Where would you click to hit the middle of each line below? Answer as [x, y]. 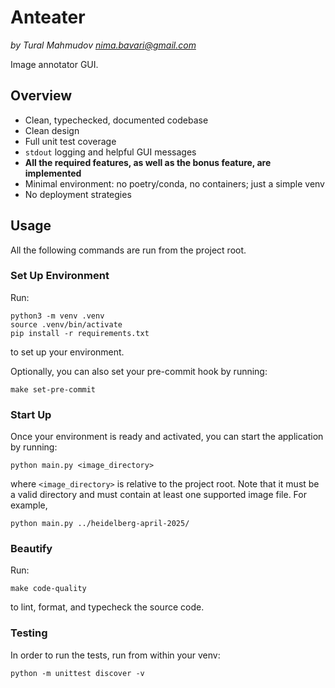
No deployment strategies [78, 194]
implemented [53, 173]
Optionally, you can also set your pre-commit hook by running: [139, 371]
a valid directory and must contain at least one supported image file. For [158, 495]
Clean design [52, 130]
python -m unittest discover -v [77, 673]
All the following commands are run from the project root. [128, 250]
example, [29, 505]
